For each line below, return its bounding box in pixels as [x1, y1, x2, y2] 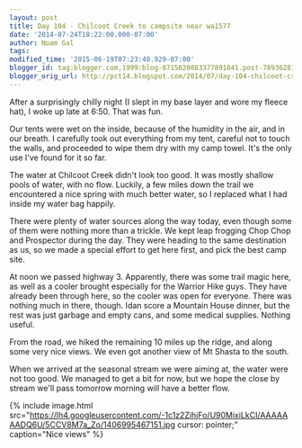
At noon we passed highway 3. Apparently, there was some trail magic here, [9, 271, 291, 282]
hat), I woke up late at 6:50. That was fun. [9, 105, 164, 117]
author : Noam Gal [9, 38, 75, 48]
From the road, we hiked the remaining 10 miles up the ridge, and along [9, 336, 272, 347]
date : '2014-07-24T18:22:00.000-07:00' [9, 30, 159, 39]
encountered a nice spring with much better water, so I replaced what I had [9, 188, 288, 199]
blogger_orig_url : [9, 72, 78, 81]
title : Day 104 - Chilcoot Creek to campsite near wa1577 [9, 22, 231, 31]
